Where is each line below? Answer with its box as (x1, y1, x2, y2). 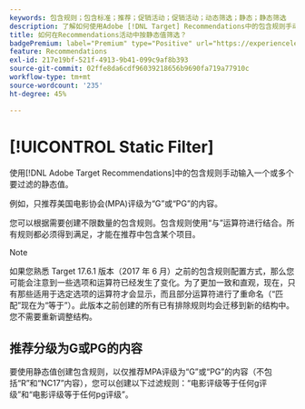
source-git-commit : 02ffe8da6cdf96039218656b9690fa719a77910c (9, 65, 250, 74)
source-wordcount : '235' (9, 81, 103, 90)
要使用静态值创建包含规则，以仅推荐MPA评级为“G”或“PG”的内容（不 (9, 366, 265, 377)
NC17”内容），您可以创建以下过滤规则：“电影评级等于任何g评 (40, 378, 268, 389)
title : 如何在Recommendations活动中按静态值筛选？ (9, 30, 188, 39)
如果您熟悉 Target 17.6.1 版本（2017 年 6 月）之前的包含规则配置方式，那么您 (9, 265, 295, 277)
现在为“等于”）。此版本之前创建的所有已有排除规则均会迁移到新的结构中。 (21, 300, 295, 311)
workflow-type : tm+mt (9, 73, 92, 82)
